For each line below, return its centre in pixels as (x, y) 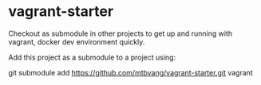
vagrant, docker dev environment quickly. (77, 41)
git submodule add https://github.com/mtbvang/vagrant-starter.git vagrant (130, 72)
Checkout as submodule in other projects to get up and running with (121, 33)
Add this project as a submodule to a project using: (92, 57)
